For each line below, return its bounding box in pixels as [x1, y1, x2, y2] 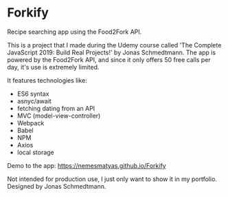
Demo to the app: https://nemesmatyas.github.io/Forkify [7, 161, 166, 169]
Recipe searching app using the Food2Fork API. [7, 28, 142, 36]
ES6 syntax [16, 90, 49, 98]
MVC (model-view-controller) [16, 112, 101, 120]
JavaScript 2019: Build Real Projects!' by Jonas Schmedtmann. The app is [7, 48, 216, 56]
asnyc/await [16, 96, 52, 105]
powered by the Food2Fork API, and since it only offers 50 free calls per [7, 55, 211, 63]
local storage [16, 148, 55, 156]
